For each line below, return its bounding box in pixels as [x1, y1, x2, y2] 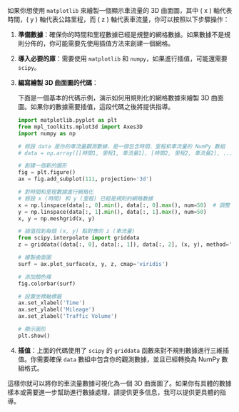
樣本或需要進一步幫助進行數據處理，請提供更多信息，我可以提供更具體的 [7, 388, 220, 396]
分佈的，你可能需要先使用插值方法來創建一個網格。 [24, 39, 175, 48]
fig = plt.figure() [17, 169, 76, 176]
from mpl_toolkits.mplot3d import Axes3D [17, 123, 143, 130]
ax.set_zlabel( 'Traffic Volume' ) [17, 313, 118, 320]
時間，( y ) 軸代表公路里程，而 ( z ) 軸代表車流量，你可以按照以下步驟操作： [7, 15, 230, 24]
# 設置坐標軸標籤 [17, 293, 62, 300]
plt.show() [17, 332, 51, 339]
